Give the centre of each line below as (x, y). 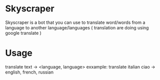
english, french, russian (29, 72)
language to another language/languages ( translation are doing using (77, 27)
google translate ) (23, 33)
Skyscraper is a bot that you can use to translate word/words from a (75, 22)
